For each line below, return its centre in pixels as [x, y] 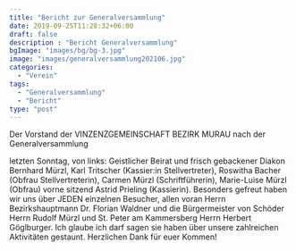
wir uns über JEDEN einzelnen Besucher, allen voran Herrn [118, 199]
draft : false [34, 34]
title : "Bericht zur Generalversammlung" [88, 17]
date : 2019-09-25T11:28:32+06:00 [72, 26]
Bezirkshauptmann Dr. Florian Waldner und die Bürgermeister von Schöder [147, 209]
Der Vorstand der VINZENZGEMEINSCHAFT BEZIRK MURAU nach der [138, 134]
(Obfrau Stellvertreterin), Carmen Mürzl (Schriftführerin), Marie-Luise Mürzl [148, 180]
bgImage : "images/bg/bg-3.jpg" [68, 51]
